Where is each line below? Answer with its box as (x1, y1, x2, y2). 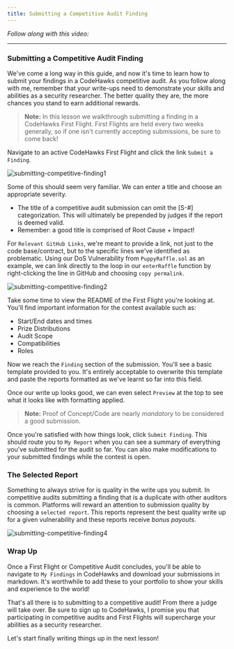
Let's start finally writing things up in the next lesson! (7, 634, 159, 642)
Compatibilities (17, 339, 61, 348)
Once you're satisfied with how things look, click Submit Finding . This (7, 430, 208, 438)
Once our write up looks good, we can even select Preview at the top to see (7, 388, 224, 396)
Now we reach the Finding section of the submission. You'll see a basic (7, 360, 212, 368)
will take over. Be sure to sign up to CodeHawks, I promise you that (7, 605, 200, 614)
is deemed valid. (17, 218, 65, 227)
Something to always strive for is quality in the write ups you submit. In (7, 486, 210, 494)
